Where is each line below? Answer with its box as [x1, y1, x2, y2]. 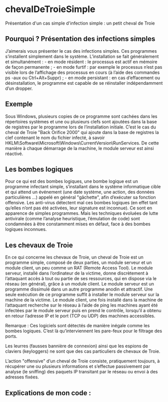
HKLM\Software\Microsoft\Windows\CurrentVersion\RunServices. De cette [5, 140, 159, 146]
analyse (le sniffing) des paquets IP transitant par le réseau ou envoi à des [5, 369, 158, 375]
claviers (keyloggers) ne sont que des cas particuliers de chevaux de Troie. [5, 348, 160, 354]
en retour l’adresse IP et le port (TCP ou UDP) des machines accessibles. [5, 313, 155, 319]
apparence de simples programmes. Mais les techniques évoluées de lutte [5, 210, 158, 216]
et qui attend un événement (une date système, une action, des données [5, 189, 155, 195]
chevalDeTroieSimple [5, 4, 95, 15]
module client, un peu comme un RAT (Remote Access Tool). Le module [5, 265, 153, 271]
